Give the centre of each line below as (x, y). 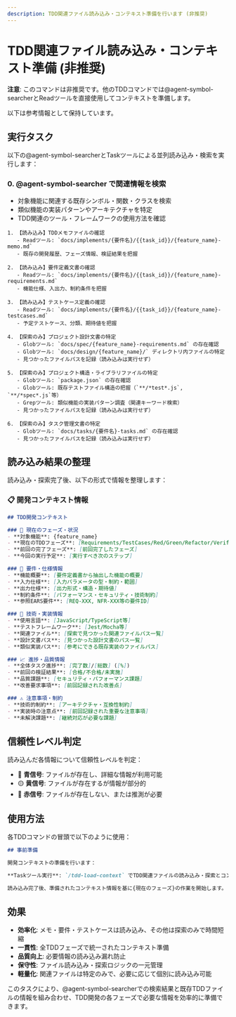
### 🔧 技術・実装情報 (35, 614)
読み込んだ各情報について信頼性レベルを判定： (75, 760)
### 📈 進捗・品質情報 (36, 660)
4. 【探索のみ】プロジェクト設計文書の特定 (62, 337)
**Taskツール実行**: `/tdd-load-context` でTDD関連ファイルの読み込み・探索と (114, 875)
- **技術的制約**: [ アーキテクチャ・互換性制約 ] (70, 704)
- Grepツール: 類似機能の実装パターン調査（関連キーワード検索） (100, 402)
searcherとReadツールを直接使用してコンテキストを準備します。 (101, 98)
